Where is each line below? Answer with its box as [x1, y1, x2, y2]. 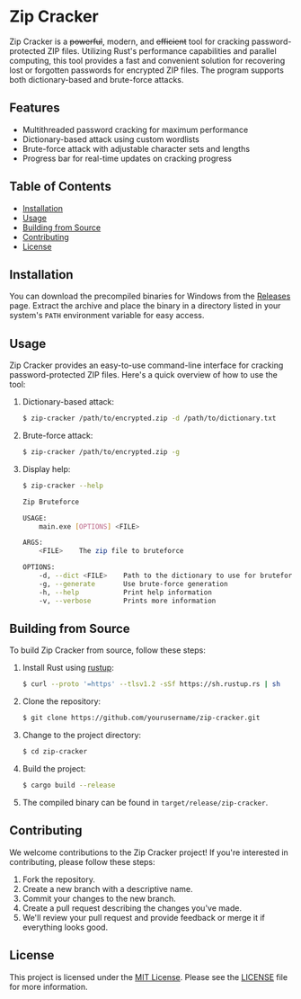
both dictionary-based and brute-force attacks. [9, 74, 184, 85]
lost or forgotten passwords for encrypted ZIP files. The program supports [9, 65, 285, 76]
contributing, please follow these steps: [9, 856, 155, 867]
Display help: [22, 463, 71, 474]
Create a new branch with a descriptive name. [22, 883, 193, 894]
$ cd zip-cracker [22, 747, 88, 756]
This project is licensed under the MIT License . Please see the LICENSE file [9, 971, 288, 982]
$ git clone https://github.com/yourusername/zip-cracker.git [22, 713, 261, 723]
